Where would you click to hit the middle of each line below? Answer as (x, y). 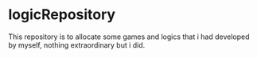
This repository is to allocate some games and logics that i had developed (129, 37)
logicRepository (62, 15)
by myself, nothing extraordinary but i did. (77, 44)
